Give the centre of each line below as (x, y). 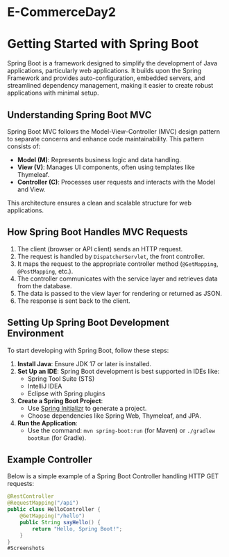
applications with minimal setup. (53, 93)
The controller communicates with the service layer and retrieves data (117, 278)
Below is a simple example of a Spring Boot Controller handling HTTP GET (113, 476)
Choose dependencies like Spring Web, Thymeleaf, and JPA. (114, 416)
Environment (36, 334)
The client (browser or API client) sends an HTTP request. (100, 249)
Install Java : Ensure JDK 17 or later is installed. (84, 363)
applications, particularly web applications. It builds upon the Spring (104, 71)
